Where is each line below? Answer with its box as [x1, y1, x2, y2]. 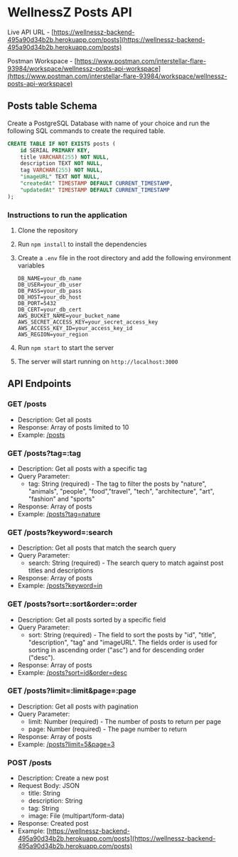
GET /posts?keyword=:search [7, 527, 113, 537]
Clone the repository [17, 225, 78, 235]
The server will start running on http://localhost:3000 [17, 357, 178, 366]
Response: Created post [17, 819, 89, 828]
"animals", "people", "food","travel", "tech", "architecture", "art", [28, 486, 215, 495]
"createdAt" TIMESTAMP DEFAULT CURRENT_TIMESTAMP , [20, 180, 173, 187]
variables [17, 261, 45, 270]
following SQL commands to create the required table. [7, 126, 166, 135]
